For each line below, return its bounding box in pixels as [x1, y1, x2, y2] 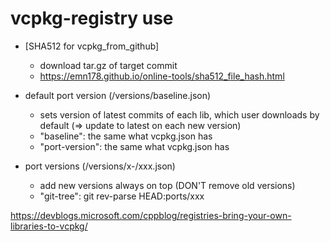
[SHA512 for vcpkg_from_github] [24, 40, 160, 52]
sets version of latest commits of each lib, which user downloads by [39, 108, 320, 121]
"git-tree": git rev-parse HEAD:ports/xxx [39, 190, 205, 202]
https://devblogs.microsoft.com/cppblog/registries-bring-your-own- [10, 209, 292, 221]
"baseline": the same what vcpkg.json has [39, 130, 213, 142]
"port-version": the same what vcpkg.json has [39, 140, 230, 152]
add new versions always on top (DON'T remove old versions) [39, 179, 296, 191]
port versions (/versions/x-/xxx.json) [24, 160, 176, 172]
